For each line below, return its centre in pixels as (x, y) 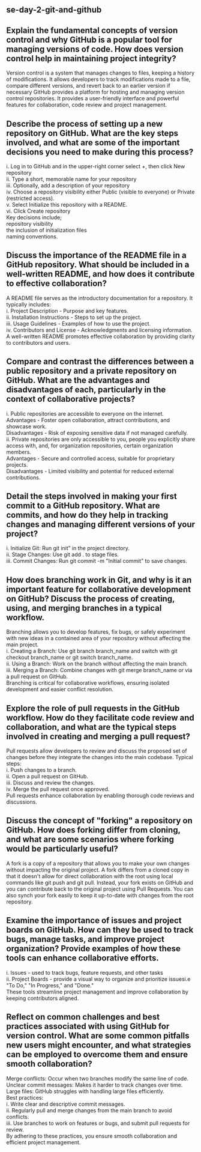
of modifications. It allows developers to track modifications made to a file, (98, 79)
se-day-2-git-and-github (54, 10)
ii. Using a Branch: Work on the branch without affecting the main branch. (97, 664)
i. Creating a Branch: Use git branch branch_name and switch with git (92, 651)
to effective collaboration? (56, 284)
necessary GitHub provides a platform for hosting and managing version (95, 92)
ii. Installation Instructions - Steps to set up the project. (74, 317)
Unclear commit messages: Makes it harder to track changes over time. (94, 1085)
